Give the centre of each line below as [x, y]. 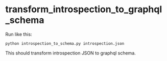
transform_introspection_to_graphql [84, 9]
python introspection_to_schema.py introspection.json [65, 43]
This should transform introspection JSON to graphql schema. [71, 53]
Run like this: [19, 34]
